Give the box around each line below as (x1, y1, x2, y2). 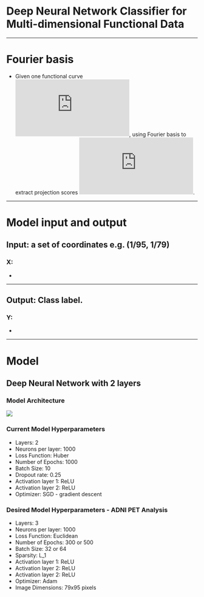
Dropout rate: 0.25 (15, 471, 62, 478)
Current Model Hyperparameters (6, 425, 105, 434)
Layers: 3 (15, 519, 39, 527)
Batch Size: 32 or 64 (15, 545, 67, 552)
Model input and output (6, 216, 127, 230)
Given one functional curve (15, 72, 83, 80)
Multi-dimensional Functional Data (6, 17, 185, 31)
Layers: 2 (15, 438, 39, 446)
